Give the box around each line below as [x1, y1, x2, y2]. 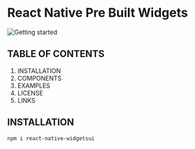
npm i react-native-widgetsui [7, 134, 95, 142]
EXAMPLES [17, 81, 51, 90]
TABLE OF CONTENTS [7, 48, 104, 60]
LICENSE [17, 88, 44, 97]
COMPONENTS [17, 74, 62, 82]
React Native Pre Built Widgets [7, 5, 188, 21]
